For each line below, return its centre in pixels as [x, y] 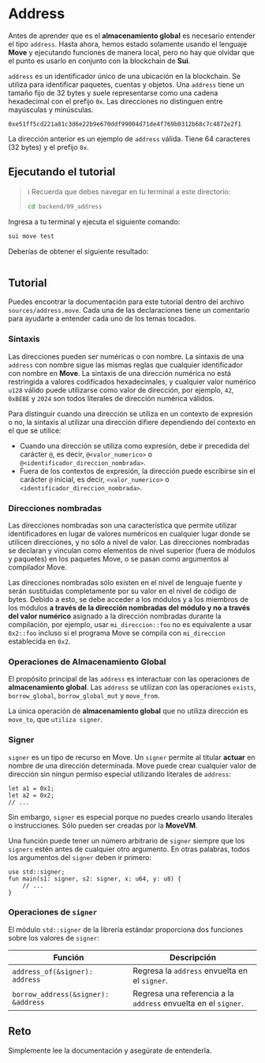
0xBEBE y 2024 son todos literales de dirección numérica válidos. [112, 398]
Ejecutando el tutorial [62, 172]
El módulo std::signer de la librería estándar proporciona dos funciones [126, 930]
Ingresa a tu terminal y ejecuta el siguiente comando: [94, 221]
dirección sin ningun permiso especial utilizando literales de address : [119, 774]
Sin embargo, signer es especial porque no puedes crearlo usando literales [131, 817]
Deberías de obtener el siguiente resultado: [78, 251]
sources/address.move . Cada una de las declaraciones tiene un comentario [129, 310]
